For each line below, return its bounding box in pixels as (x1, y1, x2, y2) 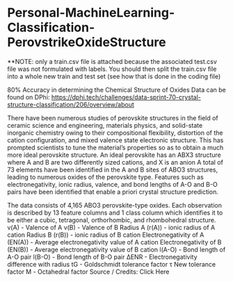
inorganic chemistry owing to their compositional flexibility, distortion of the (7, 128, 223, 137)
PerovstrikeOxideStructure (7, 35, 166, 50)
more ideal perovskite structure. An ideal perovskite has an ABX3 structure (7, 151, 221, 159)
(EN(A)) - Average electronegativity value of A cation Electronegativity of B (7, 238, 222, 246)
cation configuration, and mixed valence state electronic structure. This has (7, 135, 224, 144)
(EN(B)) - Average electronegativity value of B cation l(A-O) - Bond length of (7, 245, 226, 254)
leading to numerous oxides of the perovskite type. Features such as (7, 172, 204, 181)
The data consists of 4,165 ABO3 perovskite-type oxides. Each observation (7, 201, 223, 209)
